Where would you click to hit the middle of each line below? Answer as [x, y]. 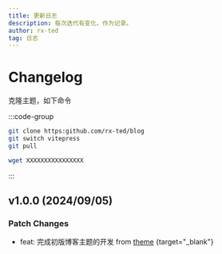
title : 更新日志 [33, 16]
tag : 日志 [23, 38]
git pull [23, 146]
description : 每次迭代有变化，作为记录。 [70, 23]
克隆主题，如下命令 [40, 101]
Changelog [46, 77]
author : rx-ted [34, 30]
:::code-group [31, 117]
